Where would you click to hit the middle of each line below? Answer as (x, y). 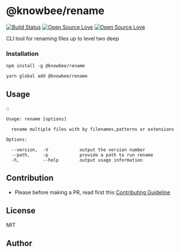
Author (19, 243)
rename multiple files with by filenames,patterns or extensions (93, 130)
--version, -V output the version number (78, 150)
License (21, 211)
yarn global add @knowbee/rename (47, 76)
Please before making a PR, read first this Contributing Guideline (92, 192)
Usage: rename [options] (36, 119)
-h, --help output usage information (77, 160)
